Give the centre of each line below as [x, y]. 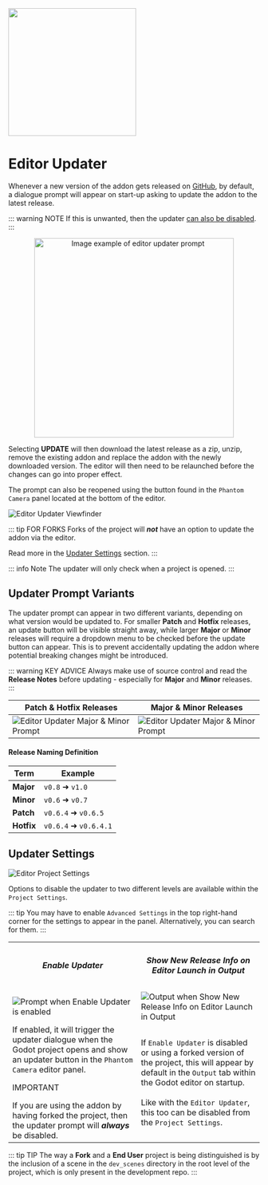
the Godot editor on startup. [193, 1082]
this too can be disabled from [195, 1112]
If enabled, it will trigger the [63, 1029]
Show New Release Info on [199, 961]
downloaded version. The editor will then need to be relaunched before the [131, 465]
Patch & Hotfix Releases [71, 707]
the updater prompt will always [71, 1125]
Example [78, 773]
